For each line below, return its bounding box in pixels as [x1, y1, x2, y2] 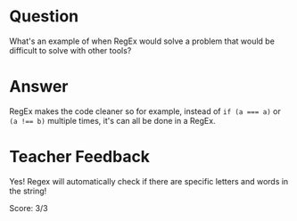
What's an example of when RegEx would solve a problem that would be [9, 36, 275, 46]
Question [9, 6, 78, 27]
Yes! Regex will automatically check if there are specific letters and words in [9, 176, 289, 186]
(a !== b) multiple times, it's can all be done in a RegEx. [9, 115, 216, 126]
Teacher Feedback [9, 147, 150, 167]
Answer [9, 77, 69, 97]
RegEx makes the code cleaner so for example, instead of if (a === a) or [9, 105, 281, 117]
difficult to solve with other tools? [9, 45, 132, 55]
